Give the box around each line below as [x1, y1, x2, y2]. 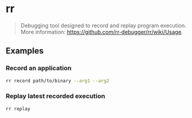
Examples [5, 46, 44, 56]
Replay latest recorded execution [5, 92, 106, 100]
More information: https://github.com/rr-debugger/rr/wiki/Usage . [20, 28, 183, 35]
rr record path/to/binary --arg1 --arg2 [5, 77, 110, 84]
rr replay [5, 105, 31, 112]
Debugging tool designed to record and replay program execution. [20, 22, 187, 29]
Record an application [5, 64, 72, 73]
